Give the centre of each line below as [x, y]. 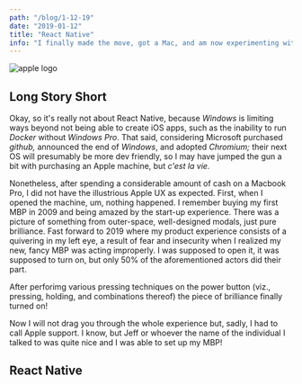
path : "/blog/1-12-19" [52, 18]
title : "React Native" [52, 34]
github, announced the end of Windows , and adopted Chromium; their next [148, 147]
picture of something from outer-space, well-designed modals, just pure [143, 222]
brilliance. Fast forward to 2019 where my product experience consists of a [148, 231]
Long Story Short [58, 97]
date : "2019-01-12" [46, 26]
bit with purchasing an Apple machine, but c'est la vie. [110, 166]
